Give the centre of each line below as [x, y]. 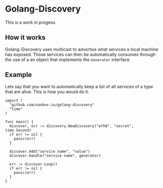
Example [18, 75]
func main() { [19, 122]
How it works [25, 38]
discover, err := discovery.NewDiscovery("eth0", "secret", [72, 126]
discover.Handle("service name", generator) [55, 156]
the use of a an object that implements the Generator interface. [68, 60]
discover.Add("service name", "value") [50, 151]
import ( [14, 100]
